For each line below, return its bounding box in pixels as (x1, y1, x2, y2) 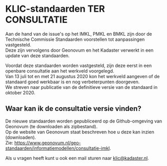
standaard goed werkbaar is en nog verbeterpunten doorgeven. (5, 79, 140, 85)
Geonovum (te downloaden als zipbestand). (5, 123, 98, 129)
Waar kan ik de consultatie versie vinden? (5, 104, 142, 113)
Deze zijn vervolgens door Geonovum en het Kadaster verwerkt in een (5, 47, 154, 53)
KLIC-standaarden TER (5, 3, 105, 15)
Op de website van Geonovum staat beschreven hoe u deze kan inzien (5, 129, 155, 135)
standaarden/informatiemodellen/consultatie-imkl (5, 145, 110, 151)
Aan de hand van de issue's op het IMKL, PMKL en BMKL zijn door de (5, 31, 152, 37)
